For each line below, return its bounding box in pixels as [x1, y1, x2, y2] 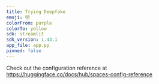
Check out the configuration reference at [6, 64, 107, 71]
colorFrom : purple [6, 20, 52, 26]
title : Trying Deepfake [6, 8, 66, 15]
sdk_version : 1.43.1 [6, 37, 58, 43]
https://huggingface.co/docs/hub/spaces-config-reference [6, 70, 153, 78]
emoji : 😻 [6, 14, 30, 20]
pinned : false [6, 48, 42, 54]
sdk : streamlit [6, 31, 44, 37]
